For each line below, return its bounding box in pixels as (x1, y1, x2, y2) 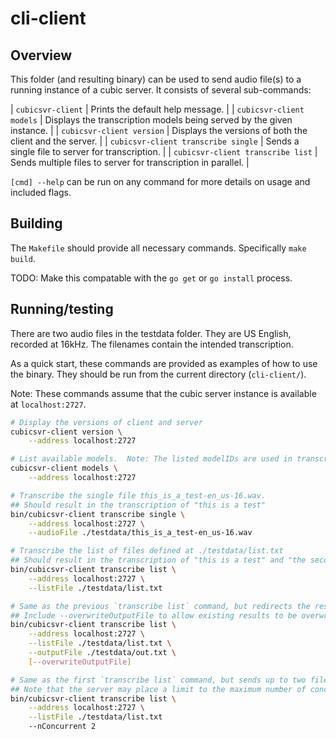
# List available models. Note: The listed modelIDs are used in (10, 454, 293, 464)
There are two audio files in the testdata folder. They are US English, (10, 327, 292, 339)
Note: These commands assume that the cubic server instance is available (10, 387, 317, 399)
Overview (10, 47, 73, 64)
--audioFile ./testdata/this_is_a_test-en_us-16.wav (28, 528, 253, 538)
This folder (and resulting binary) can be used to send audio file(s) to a (10, 73, 302, 85)
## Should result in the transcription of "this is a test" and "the (10, 555, 307, 566)
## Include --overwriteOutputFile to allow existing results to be (10, 610, 298, 621)
